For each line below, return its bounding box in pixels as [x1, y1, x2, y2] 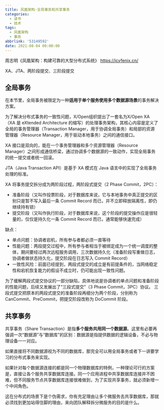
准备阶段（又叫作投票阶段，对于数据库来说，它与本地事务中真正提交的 [12, 192, 154, 198]
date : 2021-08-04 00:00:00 [5, 43, 60, 48]
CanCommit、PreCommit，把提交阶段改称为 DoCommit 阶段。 [5, 296, 131, 302]
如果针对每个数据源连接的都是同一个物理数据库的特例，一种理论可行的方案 [5, 365, 155, 371]
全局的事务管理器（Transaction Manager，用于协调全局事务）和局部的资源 [5, 126, 155, 132]
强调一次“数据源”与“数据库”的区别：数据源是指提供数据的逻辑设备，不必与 [5, 332, 154, 338]
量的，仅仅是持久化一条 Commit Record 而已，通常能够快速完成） [12, 216, 144, 222]
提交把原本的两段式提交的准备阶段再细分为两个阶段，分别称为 [13, 290, 138, 296]
